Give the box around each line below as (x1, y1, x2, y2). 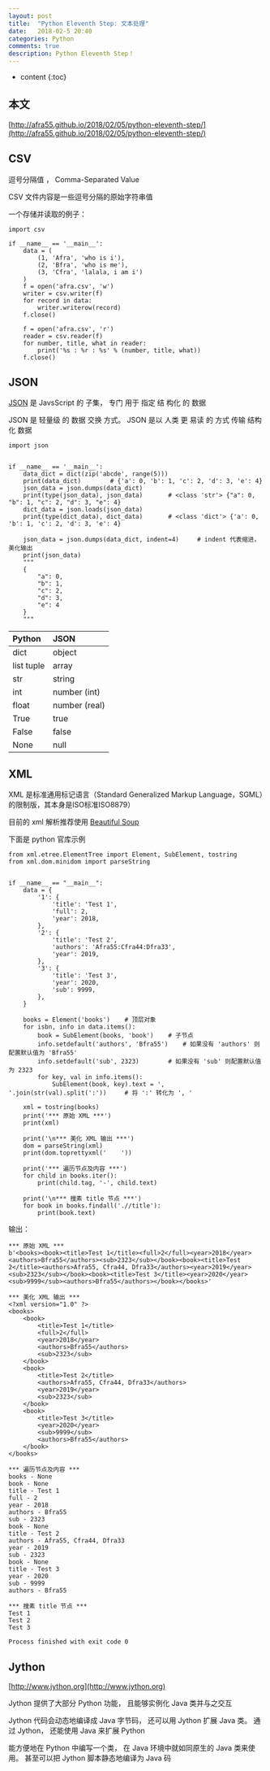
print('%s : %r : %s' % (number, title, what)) (37, 346, 201, 355)
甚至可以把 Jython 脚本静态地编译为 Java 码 (24, 1753, 172, 1763)
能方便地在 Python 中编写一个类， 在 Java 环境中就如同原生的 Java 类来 (8, 1743, 249, 1753)
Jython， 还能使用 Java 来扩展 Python (17, 1725, 146, 1736)
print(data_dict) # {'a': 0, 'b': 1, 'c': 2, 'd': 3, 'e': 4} (23, 477, 264, 485)
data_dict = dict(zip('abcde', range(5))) (23, 470, 169, 478)
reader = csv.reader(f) (23, 332, 104, 340)
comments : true (8, 42, 60, 50)
